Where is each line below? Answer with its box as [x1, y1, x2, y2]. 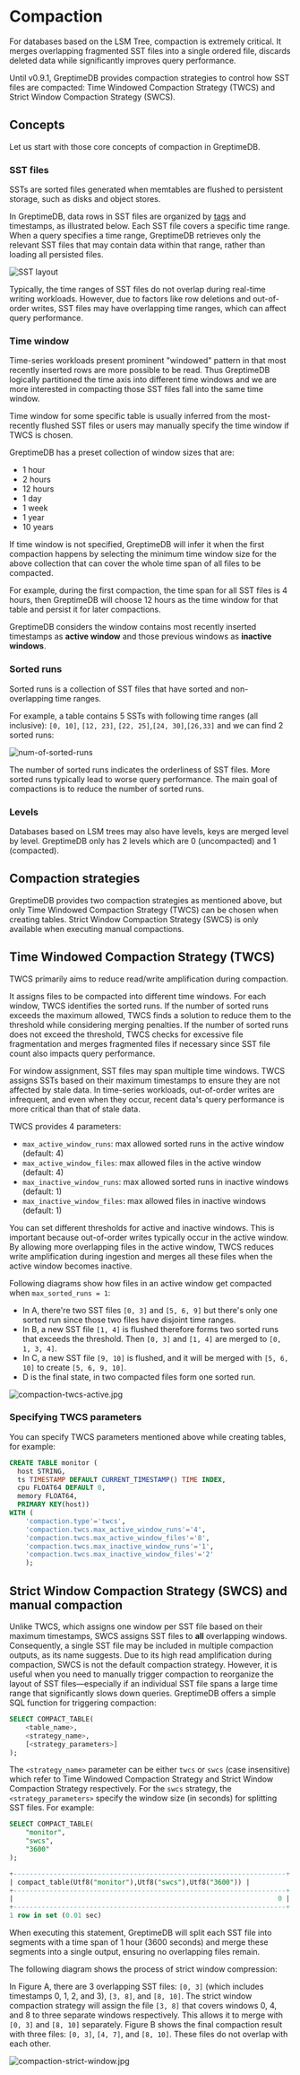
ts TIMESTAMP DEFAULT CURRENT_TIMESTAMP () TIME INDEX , [17, 1475, 227, 1484]
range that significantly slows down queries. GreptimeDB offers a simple [9, 1688, 276, 1699]
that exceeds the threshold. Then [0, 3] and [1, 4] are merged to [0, [21, 1333, 282, 1344]
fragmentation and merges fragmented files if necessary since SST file [9, 1038, 271, 1049]
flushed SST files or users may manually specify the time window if [41, 420, 289, 432]
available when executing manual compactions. [9, 923, 184, 934]
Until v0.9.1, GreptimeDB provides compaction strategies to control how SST [9, 72, 290, 83]
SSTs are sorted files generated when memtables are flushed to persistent [9, 184, 284, 195]
